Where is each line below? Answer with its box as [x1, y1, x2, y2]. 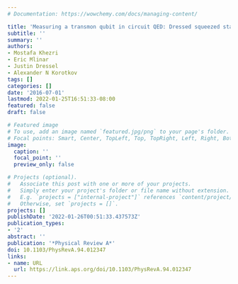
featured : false [7, 102, 55, 110]
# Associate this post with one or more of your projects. [7, 181, 192, 188]
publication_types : [7, 220, 65, 227]
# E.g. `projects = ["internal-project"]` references [7, 193, 176, 200]
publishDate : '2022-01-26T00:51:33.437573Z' [7, 213, 141, 220]
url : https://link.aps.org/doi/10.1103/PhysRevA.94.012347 [13, 266, 192, 273]
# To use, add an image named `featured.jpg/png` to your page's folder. [7, 128, 230, 135]
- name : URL [7, 259, 42, 266]
